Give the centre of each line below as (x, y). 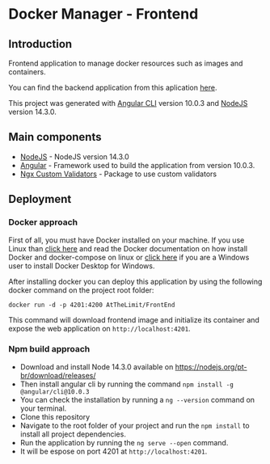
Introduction (40, 44)
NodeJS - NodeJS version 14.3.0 (74, 156)
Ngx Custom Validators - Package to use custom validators (118, 174)
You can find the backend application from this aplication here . (113, 87)
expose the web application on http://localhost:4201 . (100, 328)
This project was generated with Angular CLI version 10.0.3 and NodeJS (128, 103)
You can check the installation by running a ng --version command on (137, 399)
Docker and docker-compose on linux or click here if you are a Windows (129, 257)
